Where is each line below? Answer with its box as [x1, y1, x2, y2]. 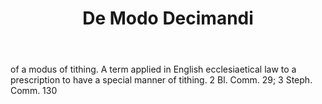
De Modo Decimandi [82, 7, 254, 30]
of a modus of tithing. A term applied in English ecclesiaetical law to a [10, 63, 297, 76]
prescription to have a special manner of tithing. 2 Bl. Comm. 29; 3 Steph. [10, 74, 313, 86]
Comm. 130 [10, 85, 58, 97]
